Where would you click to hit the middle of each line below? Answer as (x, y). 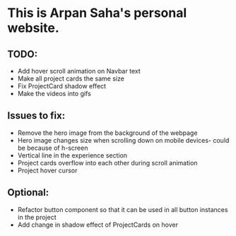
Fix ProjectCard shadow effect (62, 86)
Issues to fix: (36, 116)
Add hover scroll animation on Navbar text (79, 71)
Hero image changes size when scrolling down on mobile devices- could (123, 140)
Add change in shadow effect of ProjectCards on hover (98, 225)
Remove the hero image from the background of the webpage (107, 133)
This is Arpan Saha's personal (97, 13)
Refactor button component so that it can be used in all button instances (123, 209)
